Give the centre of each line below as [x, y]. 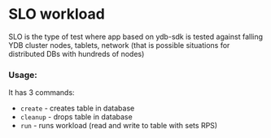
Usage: [23, 75]
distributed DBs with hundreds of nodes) [76, 54]
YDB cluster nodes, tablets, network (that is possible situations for [119, 45]
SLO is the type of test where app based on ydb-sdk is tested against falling [135, 37]
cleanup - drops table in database [76, 117]
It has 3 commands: [42, 93]
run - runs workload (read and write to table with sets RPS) [119, 126]
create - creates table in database [77, 108]
